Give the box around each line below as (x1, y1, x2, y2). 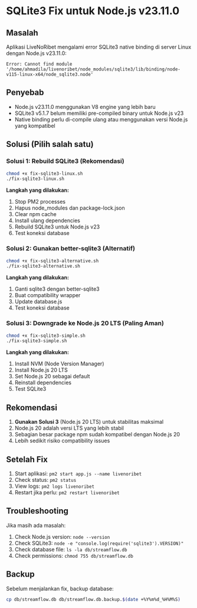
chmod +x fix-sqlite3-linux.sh (6, 171, 83, 176)
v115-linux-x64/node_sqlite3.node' (6, 72, 94, 78)
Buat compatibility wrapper (14, 292, 81, 299)
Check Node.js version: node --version (14, 533, 110, 540)
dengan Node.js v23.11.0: (6, 50, 67, 57)
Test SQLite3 (14, 385, 47, 393)
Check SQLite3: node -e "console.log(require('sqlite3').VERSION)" (14, 539, 184, 546)
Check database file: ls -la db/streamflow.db (14, 546, 127, 553)
